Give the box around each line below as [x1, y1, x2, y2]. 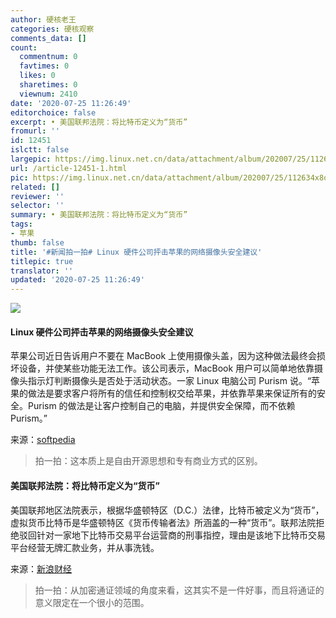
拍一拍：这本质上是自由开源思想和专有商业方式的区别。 [34, 455, 263, 467]
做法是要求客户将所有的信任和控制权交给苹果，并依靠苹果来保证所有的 [27, 387, 317, 400]
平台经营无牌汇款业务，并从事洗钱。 [10, 541, 160, 553]
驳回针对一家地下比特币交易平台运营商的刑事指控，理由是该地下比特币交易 [18, 529, 326, 541]
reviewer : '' [10, 191, 65, 201]
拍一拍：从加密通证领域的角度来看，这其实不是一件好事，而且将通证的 [34, 584, 325, 596]
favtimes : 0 [19, 61, 70, 71]
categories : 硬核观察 [10, 24, 95, 34]
